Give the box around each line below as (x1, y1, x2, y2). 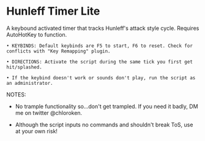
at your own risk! (15, 127, 58, 135)
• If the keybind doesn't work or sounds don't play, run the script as (6, 74, 196, 81)
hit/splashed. (6, 64, 43, 70)
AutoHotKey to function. (6, 31, 67, 38)
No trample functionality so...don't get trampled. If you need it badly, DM (15, 103, 198, 110)
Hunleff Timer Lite (6, 4, 100, 18)
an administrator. (6, 80, 53, 86)
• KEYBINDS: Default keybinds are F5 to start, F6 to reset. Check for (6, 43, 193, 49)
